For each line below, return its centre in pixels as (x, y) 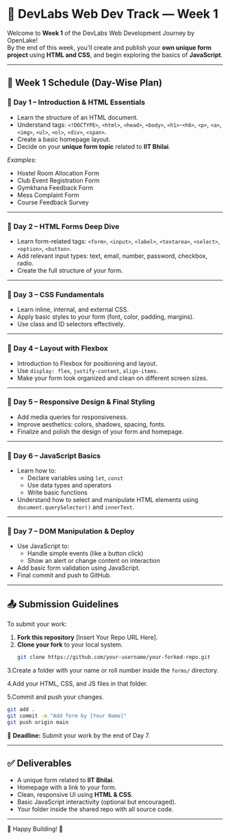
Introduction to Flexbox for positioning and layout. (87, 363)
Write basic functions (57, 492)
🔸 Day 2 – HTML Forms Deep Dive (63, 226)
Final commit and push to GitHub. (64, 575)
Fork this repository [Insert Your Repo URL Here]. (87, 638)
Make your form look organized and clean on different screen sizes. (113, 378)
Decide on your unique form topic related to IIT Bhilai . (94, 146)
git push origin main (38, 722)
